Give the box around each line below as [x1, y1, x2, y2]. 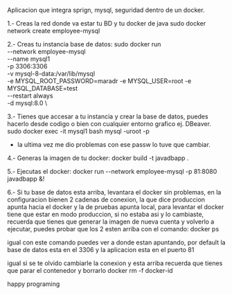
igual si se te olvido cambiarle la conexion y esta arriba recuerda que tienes [7, 259, 223, 267]
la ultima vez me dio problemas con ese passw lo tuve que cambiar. [17, 141, 211, 148]
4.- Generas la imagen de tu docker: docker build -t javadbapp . [7, 154, 189, 162]
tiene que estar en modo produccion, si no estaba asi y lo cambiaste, [7, 211, 204, 218]
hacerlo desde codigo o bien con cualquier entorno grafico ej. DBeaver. [7, 120, 211, 127]
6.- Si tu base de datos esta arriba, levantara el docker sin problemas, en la [7, 188, 222, 196]
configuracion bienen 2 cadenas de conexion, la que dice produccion [7, 195, 206, 204]
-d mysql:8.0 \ [7, 99, 48, 107]
